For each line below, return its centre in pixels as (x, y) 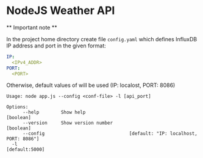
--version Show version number (68, 123)
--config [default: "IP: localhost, (110, 134)
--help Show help (54, 112)
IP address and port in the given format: (56, 46)
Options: (17, 107)
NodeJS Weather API (61, 11)
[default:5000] (26, 149)
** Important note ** (32, 27)
